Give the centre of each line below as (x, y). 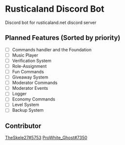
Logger (19, 94)
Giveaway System (30, 77)
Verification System (32, 61)
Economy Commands (34, 99)
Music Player (25, 55)
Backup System (28, 110)
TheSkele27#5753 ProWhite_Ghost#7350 (46, 138)
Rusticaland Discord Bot (55, 9)
